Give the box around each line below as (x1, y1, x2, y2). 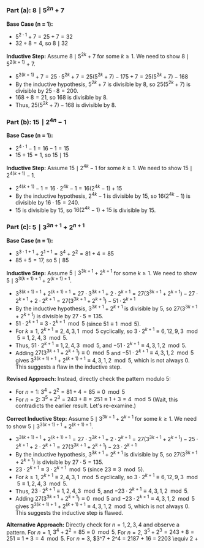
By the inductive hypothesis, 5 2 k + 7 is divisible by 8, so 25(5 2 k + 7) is (15, 79, 191, 88)
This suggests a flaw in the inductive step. (15, 363, 122, 370)
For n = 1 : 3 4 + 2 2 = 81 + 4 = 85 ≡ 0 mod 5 (15, 387, 126, 395)
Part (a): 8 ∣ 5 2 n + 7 (6, 5, 64, 15)
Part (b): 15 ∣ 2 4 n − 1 (6, 116, 67, 127)
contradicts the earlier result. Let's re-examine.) (15, 402, 137, 410)
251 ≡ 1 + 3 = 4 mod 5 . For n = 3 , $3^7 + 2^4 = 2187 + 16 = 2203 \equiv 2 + (6, 535, 198, 542)
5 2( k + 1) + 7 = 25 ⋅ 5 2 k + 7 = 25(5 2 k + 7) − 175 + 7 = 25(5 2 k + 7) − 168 (15, 72, 189, 80)
